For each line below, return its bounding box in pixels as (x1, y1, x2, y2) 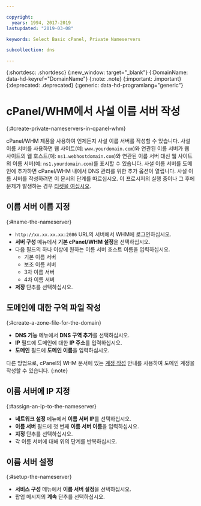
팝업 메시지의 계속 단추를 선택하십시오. (14, 493, 105, 501)
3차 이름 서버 (23, 268, 55, 275)
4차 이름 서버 (23, 275, 55, 283)
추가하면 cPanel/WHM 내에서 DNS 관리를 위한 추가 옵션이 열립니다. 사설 (17, 167, 187, 175)
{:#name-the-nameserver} (6, 218, 72, 225)
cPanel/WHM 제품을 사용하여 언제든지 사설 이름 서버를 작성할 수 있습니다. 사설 (6, 137, 191, 145)
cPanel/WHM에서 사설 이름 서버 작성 (6, 105, 181, 118)
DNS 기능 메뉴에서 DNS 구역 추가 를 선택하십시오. (14, 331, 130, 339)
